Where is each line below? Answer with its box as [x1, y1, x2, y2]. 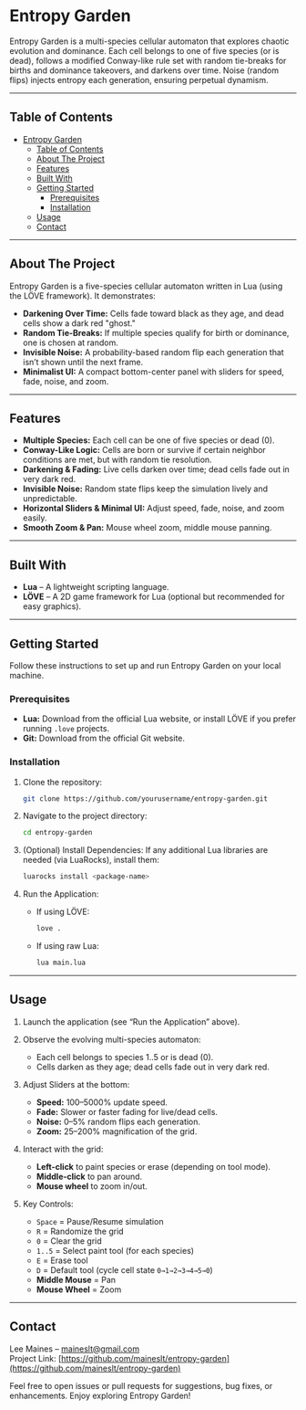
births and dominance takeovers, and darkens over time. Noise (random [9, 65, 280, 76]
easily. [22, 512, 47, 523]
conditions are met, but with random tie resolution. [22, 454, 212, 466]
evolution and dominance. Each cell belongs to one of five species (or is [9, 45, 280, 56]
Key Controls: [22, 1198, 75, 1209]
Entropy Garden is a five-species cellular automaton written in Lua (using [9, 280, 283, 291]
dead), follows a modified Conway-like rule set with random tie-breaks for [9, 55, 287, 66]
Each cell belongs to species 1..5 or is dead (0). [36, 1051, 214, 1062]
